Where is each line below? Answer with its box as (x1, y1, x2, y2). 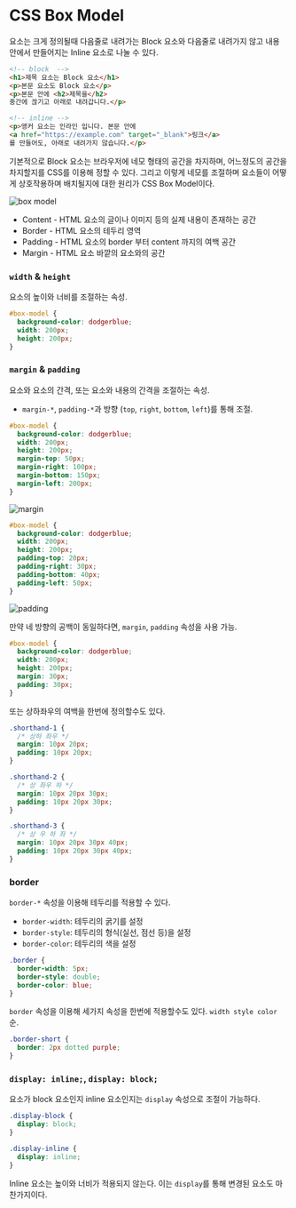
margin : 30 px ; (17, 672, 69, 681)
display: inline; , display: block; (9, 1073, 159, 1084)
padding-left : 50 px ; (17, 579, 93, 588)
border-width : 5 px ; (17, 964, 90, 973)
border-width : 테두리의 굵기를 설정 (21, 916, 144, 927)
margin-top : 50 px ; (17, 454, 86, 463)
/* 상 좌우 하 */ (17, 780, 74, 789)
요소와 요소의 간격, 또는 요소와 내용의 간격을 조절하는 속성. (9, 384, 210, 396)
